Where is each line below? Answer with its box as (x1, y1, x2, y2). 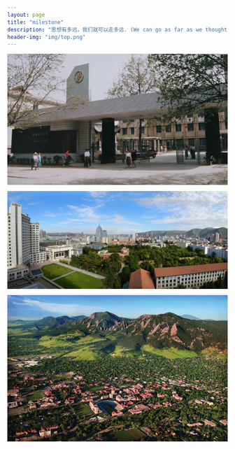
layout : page (7, 11, 45, 18)
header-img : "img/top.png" (7, 34, 86, 41)
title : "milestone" (7, 18, 64, 26)
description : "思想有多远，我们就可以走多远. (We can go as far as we (7, 26, 203, 33)
